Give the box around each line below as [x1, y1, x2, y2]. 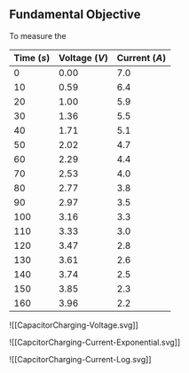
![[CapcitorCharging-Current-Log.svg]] [9, 354, 152, 364]
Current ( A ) [116, 51, 167, 64]
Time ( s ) [13, 51, 51, 64]
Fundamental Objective [9, 7, 141, 22]
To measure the [9, 30, 67, 41]
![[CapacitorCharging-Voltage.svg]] [9, 319, 139, 330]
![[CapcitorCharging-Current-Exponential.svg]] [9, 337, 181, 347]
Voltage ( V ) [58, 51, 108, 64]
